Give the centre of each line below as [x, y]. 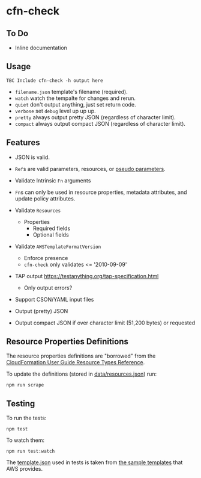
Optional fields [51, 234]
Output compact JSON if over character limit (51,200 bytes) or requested [105, 323]
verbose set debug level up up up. [55, 111]
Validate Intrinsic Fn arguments [53, 180]
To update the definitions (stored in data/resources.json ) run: [82, 374]
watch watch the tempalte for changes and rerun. [75, 98]
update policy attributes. [45, 198]
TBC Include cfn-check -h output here [55, 80]
